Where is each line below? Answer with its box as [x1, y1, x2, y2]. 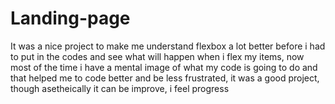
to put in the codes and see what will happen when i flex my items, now [10, 50, 305, 62]
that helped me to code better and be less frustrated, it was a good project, [10, 72, 320, 84]
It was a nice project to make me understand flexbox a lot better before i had [10, 40, 326, 52]
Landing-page [10, 7, 131, 30]
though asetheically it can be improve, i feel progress [10, 82, 230, 94]
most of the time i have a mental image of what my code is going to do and [10, 61, 318, 73]
